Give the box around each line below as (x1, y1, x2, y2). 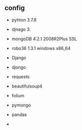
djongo (11, 64, 26, 70)
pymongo (11, 102, 31, 108)
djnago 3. (11, 26, 31, 32)
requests (11, 73, 30, 80)
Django (11, 55, 26, 61)
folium (11, 92, 25, 98)
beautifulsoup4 (11, 83, 42, 89)
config (4, 4, 25, 12)
